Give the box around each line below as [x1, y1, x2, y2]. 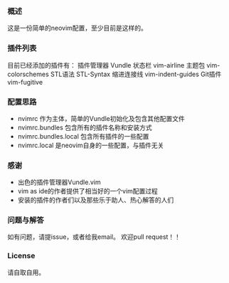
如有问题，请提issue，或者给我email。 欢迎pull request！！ [7, 233, 181, 241]
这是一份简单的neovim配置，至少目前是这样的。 [7, 23, 148, 33]
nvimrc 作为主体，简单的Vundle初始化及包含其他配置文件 [17, 114, 185, 122]
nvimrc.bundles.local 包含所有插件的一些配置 [17, 132, 149, 140]
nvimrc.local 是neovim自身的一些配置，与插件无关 [17, 141, 164, 149]
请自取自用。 [7, 268, 45, 277]
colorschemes [7, 70, 50, 78]
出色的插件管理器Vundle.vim [17, 178, 101, 186]
